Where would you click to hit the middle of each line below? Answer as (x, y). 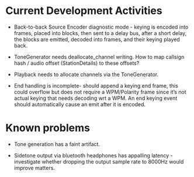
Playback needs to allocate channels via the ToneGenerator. (86, 74)
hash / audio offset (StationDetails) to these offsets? (77, 63)
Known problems (48, 128)
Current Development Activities (84, 11)
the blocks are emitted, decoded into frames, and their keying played (97, 39)
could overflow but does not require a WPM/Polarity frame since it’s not (100, 92)
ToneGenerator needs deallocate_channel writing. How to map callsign (99, 57)
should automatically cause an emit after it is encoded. (80, 104)
